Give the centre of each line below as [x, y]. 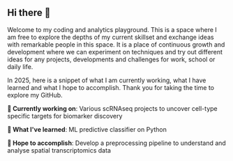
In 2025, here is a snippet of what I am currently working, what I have [107, 80]
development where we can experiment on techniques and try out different [115, 52]
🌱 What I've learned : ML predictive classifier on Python [87, 129]
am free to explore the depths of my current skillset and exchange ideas [111, 37]
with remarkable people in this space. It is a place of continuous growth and [116, 44]
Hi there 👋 [29, 13]
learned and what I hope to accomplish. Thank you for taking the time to [111, 87]
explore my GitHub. [35, 95]
